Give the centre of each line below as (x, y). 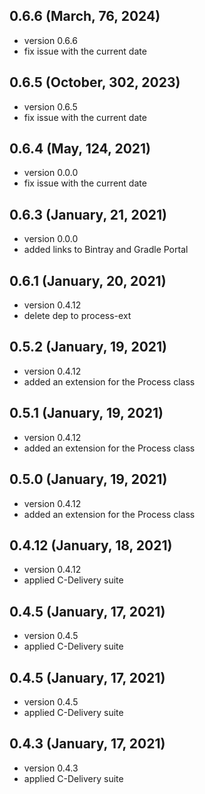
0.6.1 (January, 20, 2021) (88, 280)
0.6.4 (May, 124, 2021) (80, 149)
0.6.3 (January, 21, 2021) (88, 214)
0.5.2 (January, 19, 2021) (88, 347)
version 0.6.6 (50, 40)
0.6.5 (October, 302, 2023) (95, 82)
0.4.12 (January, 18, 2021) (91, 545)
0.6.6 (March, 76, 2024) (85, 16)
